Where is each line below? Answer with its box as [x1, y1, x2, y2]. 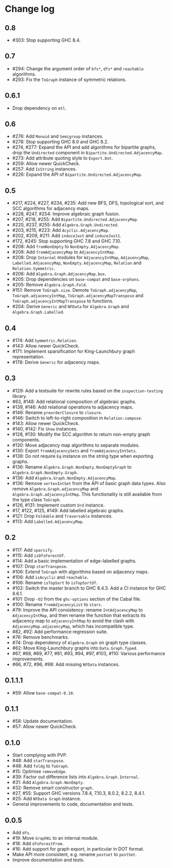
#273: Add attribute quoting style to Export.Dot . [12, 155, 113, 162]
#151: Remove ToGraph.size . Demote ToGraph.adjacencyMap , [12, 287, 138, 293]
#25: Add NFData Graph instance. [12, 796, 81, 802]
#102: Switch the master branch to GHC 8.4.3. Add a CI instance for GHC [12, 585, 166, 591]
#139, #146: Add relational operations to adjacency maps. [12, 403, 134, 410]
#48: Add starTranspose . [12, 757, 65, 764]
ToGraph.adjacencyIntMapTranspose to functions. [12, 298, 114, 304]
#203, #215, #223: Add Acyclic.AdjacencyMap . [12, 227, 110, 233]
